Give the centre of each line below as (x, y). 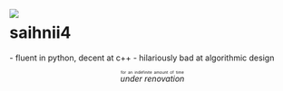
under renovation (152, 78)
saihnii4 (40, 33)
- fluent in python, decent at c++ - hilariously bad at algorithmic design (142, 58)
